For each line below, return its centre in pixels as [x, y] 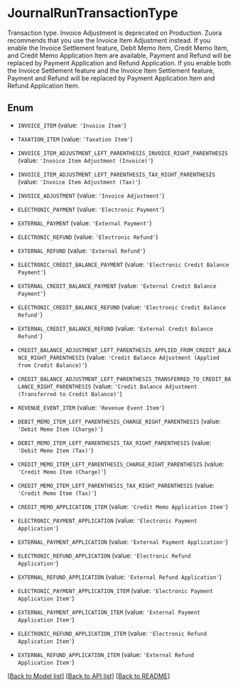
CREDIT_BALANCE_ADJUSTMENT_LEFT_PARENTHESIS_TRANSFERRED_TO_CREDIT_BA [124, 379]
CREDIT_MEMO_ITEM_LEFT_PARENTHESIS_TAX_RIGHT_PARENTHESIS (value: [116, 485]
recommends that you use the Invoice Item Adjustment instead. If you [109, 40]
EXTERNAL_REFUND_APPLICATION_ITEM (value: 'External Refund [106, 654]
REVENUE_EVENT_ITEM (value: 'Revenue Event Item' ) [91, 408]
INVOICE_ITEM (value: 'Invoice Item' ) [72, 125]
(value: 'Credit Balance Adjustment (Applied [153, 357]
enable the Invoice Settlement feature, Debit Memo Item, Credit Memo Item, [118, 48]
